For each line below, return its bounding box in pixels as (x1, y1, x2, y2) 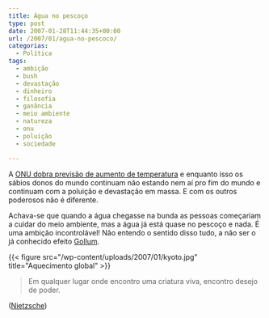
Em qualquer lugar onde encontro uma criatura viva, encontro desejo (27, 276, 258, 286)
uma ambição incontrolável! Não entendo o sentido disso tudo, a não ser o (8, 227, 256, 237)
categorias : (8, 42, 48, 50)
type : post (8, 19, 45, 28)
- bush (15, 72, 38, 80)
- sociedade (15, 139, 57, 148)
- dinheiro (15, 87, 53, 95)
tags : (8, 57, 27, 66)
